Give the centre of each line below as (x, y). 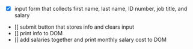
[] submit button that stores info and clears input (74, 27)
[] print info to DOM (38, 33)
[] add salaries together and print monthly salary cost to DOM (90, 40)
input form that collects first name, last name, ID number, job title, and (101, 9)
